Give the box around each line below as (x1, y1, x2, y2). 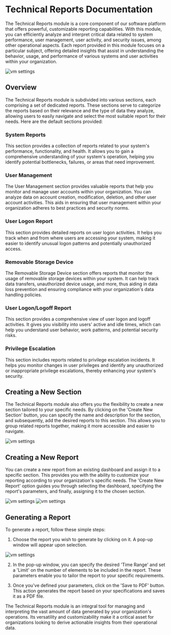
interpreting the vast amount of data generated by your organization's (5, 608, 152, 615)
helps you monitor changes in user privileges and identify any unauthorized (5, 362, 164, 368)
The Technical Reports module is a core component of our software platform (5, 20, 166, 27)
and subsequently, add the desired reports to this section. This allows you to (5, 418, 165, 424)
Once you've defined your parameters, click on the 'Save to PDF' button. (12, 582, 165, 588)
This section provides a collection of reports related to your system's (5, 143, 150, 149)
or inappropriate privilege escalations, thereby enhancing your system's (5, 368, 156, 374)
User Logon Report (5, 218, 53, 225)
